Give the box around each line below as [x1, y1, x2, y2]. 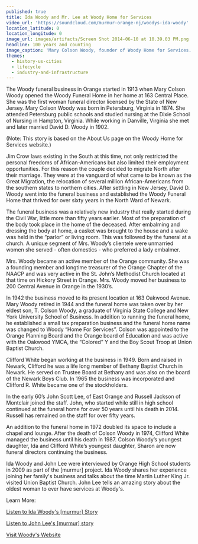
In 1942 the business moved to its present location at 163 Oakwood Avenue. [6, 294, 190, 301]
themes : [6, 53, 25, 59]
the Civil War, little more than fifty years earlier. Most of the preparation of [6, 215, 186, 222]
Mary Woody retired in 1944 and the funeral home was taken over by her [6, 301, 183, 308]
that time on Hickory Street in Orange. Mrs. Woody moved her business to [6, 276, 186, 284]
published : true [6, 8, 46, 15]
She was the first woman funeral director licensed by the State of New [6, 98, 177, 106]
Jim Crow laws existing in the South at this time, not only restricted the [6, 152, 178, 160]
